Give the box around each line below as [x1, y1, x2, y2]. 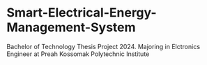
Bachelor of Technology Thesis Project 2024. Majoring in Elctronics [6, 42, 200, 50]
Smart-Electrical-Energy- [6, 5, 158, 21]
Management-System [6, 19, 137, 35]
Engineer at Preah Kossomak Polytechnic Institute [6, 50, 150, 58]
